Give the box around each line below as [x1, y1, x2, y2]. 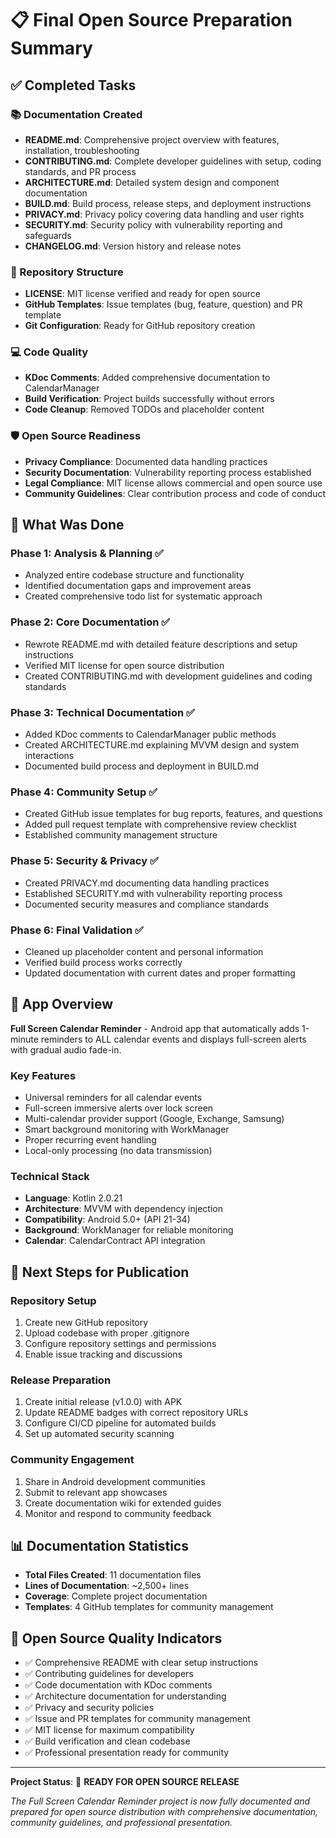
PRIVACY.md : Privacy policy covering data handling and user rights [24, 208, 305, 220]
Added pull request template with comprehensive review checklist [24, 818, 297, 831]
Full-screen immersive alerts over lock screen [24, 1102, 214, 1114]
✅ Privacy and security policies [24, 1702, 155, 1714]
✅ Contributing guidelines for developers [24, 1668, 194, 1680]
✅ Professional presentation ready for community [24, 1747, 230, 1759]
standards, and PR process [24, 165, 137, 177]
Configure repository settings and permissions [24, 1338, 217, 1350]
